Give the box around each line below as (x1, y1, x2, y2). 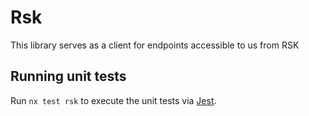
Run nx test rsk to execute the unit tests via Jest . (10, 94, 217, 106)
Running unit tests (10, 68, 127, 85)
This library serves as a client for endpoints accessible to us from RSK (10, 39, 300, 51)
